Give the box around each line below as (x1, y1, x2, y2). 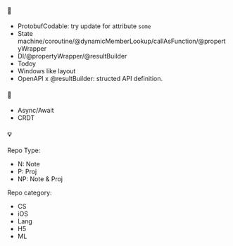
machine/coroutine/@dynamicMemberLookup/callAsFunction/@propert (17, 37, 227, 46)
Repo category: (7, 188, 52, 197)
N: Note (17, 159, 40, 168)
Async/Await (17, 106, 54, 115)
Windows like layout (17, 67, 76, 75)
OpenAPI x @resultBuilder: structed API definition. (17, 75, 163, 83)
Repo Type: (7, 146, 41, 154)
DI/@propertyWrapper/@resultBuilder (17, 52, 127, 61)
